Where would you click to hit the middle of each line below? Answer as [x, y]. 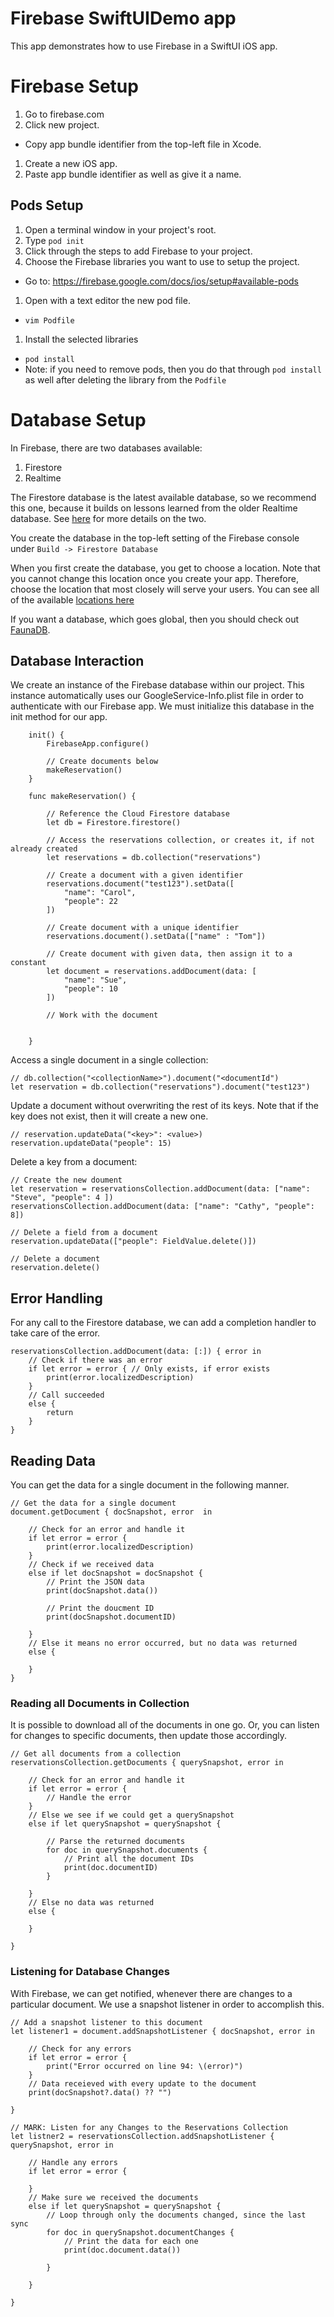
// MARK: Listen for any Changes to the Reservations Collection [149, 2127]
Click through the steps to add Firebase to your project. [138, 251]
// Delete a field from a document [84, 1233]
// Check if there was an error [95, 1360]
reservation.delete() [55, 1268]
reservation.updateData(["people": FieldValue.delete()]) [133, 1242]
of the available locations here [72, 599]
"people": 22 [90, 902]
